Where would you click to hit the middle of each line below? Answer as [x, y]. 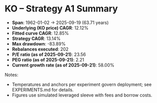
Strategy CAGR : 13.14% [36, 38]
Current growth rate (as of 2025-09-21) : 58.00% [63, 65]
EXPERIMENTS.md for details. [43, 89]
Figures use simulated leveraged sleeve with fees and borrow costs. [82, 95]
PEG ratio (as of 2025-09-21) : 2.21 [48, 59]
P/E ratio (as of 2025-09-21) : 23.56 [49, 54]
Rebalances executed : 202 [40, 49]
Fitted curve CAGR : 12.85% [40, 33]
